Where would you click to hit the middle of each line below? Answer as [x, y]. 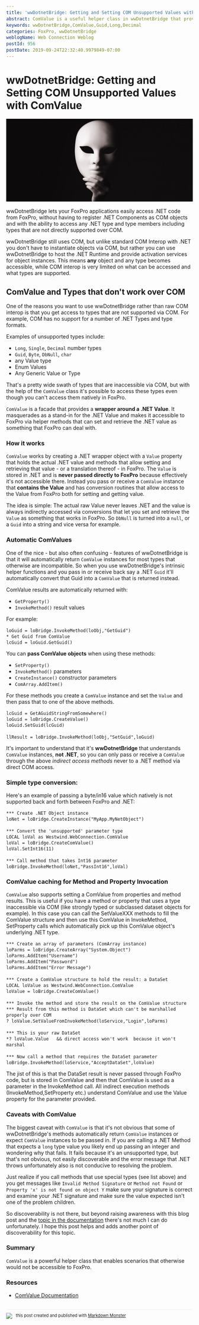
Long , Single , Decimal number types [58, 348]
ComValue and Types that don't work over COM [96, 292]
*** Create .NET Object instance [47, 813]
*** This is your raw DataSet [44, 1033]
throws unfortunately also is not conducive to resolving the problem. [89, 1165]
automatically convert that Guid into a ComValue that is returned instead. [93, 578]
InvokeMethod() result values [49, 607]
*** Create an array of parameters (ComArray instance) [76, 944]
